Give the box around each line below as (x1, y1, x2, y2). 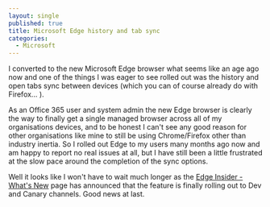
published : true (8, 19, 63, 27)
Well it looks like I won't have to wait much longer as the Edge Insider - (8, 172, 243, 182)
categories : (8, 34, 48, 43)
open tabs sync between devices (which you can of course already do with (8, 81, 258, 91)
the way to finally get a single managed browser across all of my (8, 114, 222, 123)
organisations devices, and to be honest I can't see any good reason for (8, 122, 247, 132)
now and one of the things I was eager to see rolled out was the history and (8, 72, 260, 82)
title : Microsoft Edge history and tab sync (8, 27, 160, 35)
